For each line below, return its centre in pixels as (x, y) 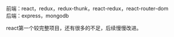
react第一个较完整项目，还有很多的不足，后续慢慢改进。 (74, 28)
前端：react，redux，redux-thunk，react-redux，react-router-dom (87, 8)
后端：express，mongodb (37, 16)
